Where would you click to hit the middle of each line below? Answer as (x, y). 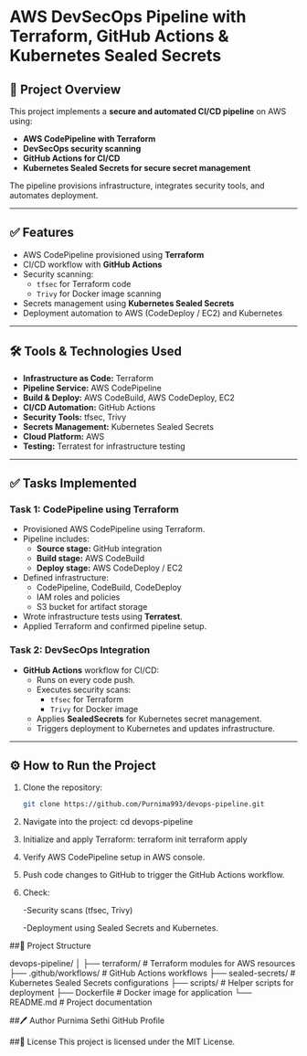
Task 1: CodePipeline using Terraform (95, 509)
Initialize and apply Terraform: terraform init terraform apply (135, 839)
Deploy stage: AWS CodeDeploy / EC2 (109, 568)
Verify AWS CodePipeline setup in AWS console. (114, 858)
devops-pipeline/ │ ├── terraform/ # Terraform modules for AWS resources (152, 964)
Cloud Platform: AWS (64, 436)
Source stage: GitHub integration (99, 549)
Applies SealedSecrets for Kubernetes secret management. (149, 719)
